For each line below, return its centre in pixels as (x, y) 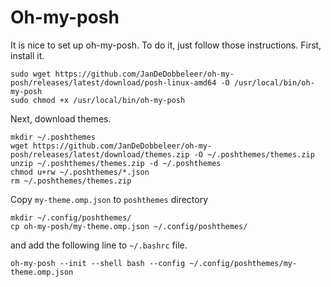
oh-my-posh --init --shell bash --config (98, 263)
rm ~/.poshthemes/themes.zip (71, 181)
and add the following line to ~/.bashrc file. (99, 245)
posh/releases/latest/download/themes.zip (100, 154)
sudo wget (31, 74)
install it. (27, 55)
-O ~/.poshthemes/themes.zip (254, 154)
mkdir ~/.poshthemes (53, 137)
